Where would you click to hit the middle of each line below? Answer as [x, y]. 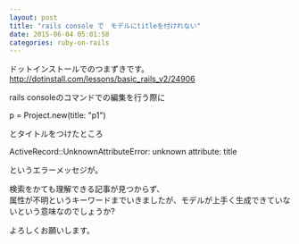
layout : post [33, 17]
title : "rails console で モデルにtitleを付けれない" [105, 26]
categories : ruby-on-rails [59, 42]
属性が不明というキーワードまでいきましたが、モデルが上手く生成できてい [146, 200]
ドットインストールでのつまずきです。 [79, 69]
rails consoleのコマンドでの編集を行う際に [87, 97]
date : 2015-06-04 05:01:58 [59, 34]
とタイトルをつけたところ [56, 134]
